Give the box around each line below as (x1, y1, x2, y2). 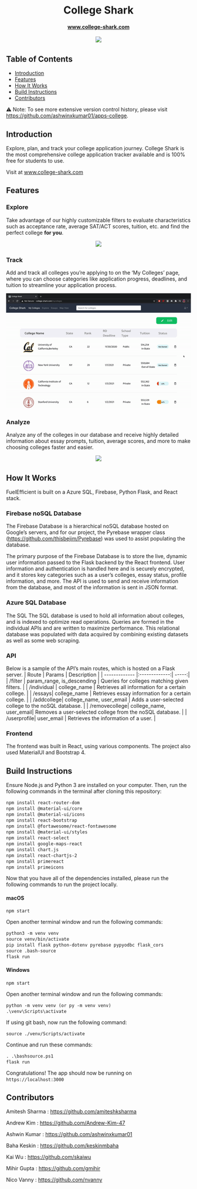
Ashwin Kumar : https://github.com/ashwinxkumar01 (6, 1131, 133, 1138)
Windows (6, 966, 30, 973)
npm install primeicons (6, 864, 64, 870)
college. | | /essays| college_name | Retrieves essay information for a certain (6, 690, 191, 697)
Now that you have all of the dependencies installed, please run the (6, 875, 169, 882)
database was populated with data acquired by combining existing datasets (6, 630, 189, 637)
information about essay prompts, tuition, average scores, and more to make (6, 438, 191, 445)
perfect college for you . (6, 229, 64, 236)
